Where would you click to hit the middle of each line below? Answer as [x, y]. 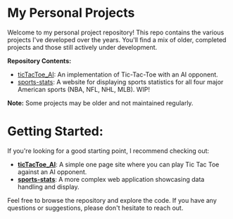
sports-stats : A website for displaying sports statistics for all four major [120, 81]
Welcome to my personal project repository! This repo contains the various [116, 32]
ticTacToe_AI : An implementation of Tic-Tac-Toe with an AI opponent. [118, 74]
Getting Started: [55, 132]
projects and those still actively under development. [82, 47]
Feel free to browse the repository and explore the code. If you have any [112, 200]
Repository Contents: [39, 60]
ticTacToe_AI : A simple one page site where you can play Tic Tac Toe [118, 164]
